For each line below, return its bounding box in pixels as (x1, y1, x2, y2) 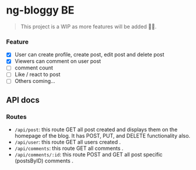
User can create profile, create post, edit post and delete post (14, 51, 165, 58)
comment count (14, 64, 54, 71)
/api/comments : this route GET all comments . (14, 145, 124, 152)
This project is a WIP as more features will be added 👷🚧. (20, 23, 157, 30)
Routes (6, 112, 27, 121)
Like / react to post (14, 71, 61, 78)
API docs (6, 95, 40, 105)
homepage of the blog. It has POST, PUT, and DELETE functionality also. (14, 132, 191, 139)
